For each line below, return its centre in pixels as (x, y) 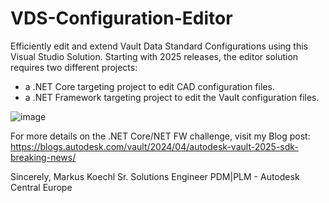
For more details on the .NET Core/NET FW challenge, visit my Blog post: (160, 136)
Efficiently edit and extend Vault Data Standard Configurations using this (159, 46)
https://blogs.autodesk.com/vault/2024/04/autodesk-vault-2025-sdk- (154, 146)
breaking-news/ (43, 157)
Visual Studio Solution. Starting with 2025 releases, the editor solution (154, 56)
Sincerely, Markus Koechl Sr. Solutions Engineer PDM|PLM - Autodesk (155, 176)
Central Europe (41, 187)
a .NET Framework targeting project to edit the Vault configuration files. (172, 97)
